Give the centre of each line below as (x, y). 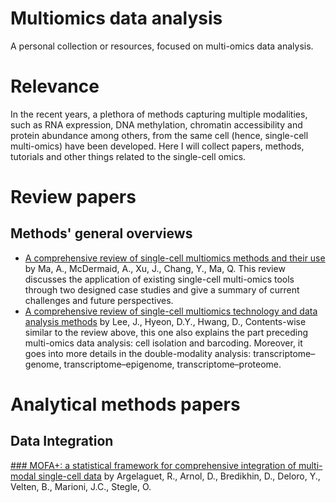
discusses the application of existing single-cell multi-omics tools (159, 279)
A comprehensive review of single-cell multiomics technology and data (171, 311)
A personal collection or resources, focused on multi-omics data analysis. (162, 46)
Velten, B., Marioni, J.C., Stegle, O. (81, 486)
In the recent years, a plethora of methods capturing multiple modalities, (159, 114)
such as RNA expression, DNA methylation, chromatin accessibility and (156, 124)
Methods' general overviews (101, 233)
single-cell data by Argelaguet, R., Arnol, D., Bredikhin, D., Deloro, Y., (179, 476)
